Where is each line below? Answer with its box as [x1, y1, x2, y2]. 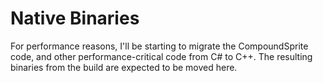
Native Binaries [10, 7, 140, 30]
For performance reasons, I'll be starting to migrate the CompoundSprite [10, 40, 309, 52]
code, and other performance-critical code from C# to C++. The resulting [10, 50, 313, 62]
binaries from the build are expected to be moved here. [10, 61, 238, 73]
